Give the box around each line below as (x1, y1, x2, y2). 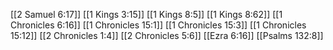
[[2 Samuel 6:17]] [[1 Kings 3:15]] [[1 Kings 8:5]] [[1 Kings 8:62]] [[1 (10, 9, 283, 20)
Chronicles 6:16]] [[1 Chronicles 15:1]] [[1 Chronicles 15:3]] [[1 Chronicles (10, 19, 307, 31)
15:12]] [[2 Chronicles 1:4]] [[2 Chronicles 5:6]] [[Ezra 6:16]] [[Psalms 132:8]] (10, 30, 324, 41)
